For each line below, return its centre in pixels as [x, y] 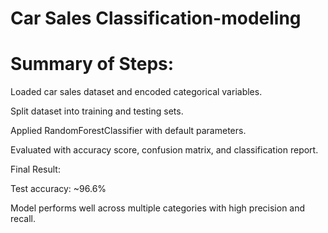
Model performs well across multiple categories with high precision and [158, 208]
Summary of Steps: [92, 64]
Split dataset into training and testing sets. [97, 111]
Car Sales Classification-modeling [156, 18]
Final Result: [35, 169]
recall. [23, 219]
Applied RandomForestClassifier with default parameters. [128, 131]
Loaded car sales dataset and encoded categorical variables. [136, 92]
